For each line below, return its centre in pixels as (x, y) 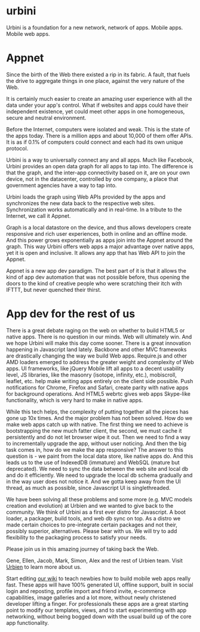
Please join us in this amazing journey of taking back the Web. (83, 549)
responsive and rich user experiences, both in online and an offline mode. (97, 233)
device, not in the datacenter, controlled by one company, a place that (92, 179)
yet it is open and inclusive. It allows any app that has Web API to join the (96, 252)
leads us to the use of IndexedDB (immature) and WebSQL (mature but (93, 462)
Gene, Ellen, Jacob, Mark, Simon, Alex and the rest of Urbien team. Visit (95, 560)
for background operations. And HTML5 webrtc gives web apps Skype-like (99, 394)
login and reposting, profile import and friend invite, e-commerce (86, 591)
